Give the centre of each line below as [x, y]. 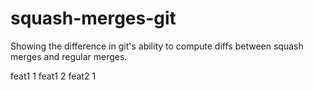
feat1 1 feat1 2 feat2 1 [53, 76]
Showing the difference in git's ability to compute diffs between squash [157, 46]
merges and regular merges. [69, 56]
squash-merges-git [93, 18]
